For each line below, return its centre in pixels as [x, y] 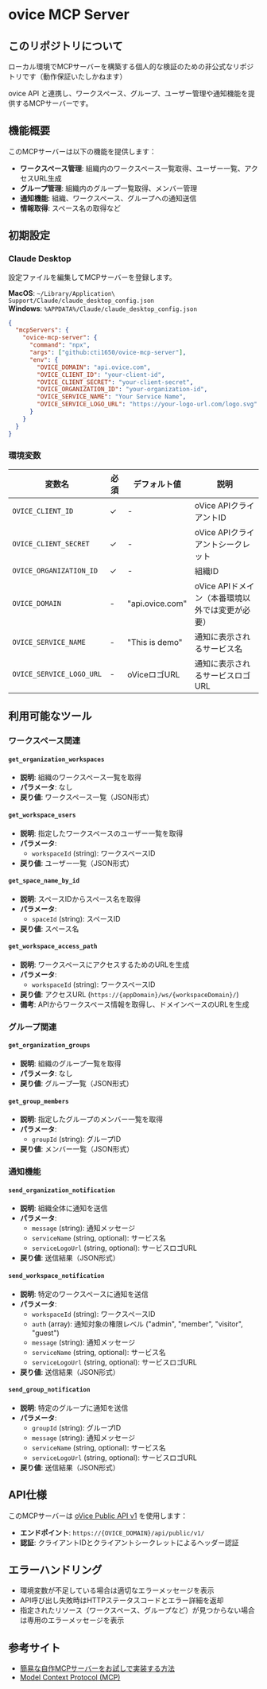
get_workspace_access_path [53, 947]
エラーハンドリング [55, 1569]
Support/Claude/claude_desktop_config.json [81, 301]
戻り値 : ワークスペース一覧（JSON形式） [86, 798]
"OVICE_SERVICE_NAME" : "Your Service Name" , [112, 397]
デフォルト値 [157, 484]
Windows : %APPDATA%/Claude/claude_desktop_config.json [103, 309]
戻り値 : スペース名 [49, 929]
